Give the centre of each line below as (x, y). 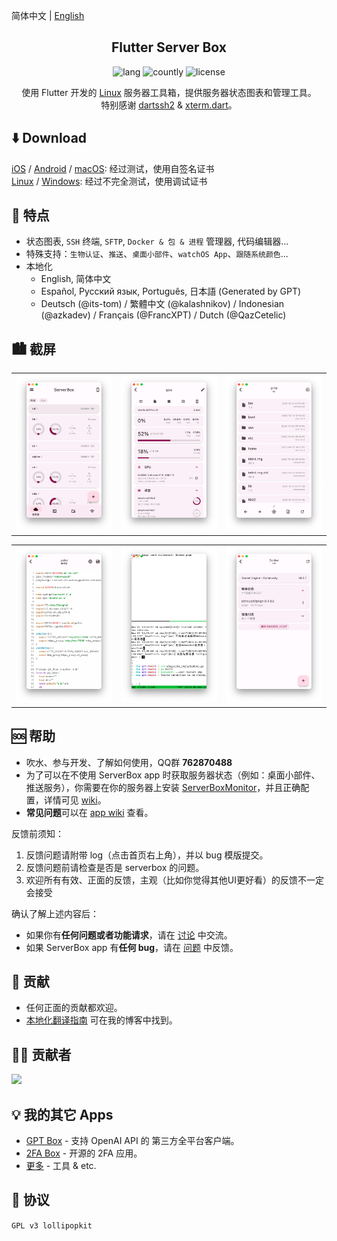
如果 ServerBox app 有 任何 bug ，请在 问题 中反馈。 (132, 947)
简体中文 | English (48, 15)
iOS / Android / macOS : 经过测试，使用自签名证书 (113, 168)
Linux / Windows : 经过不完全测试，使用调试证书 (109, 181)
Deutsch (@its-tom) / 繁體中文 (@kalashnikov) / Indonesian (162, 304)
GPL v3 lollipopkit (52, 1225)
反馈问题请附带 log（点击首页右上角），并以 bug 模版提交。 (147, 855)
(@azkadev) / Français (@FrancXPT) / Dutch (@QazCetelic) (163, 315)
